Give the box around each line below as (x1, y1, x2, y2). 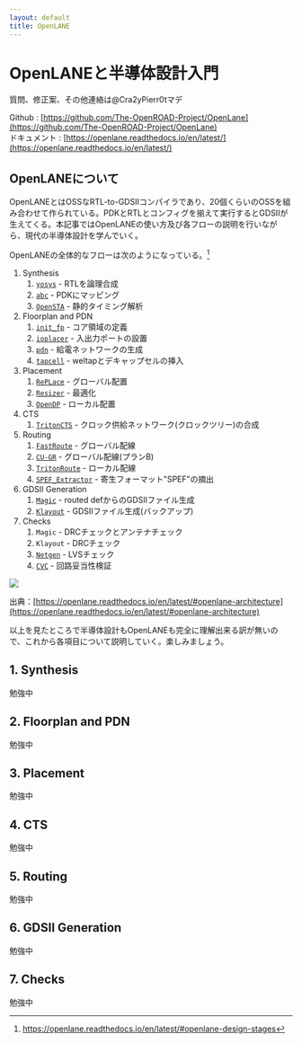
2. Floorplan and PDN (9, 714, 130, 729)
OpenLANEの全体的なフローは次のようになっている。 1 (9, 248, 210, 261)
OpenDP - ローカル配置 (35, 398, 116, 409)
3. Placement (9, 765, 85, 781)
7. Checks (9, 972, 66, 987)
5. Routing (9, 869, 68, 884)
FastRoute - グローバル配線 (35, 439, 137, 450)
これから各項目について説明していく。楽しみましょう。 (24, 635, 229, 647)
